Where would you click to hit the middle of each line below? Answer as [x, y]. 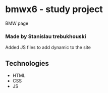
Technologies [27, 63]
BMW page [17, 23]
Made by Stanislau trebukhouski [46, 36]
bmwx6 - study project [54, 9]
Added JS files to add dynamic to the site [48, 48]
